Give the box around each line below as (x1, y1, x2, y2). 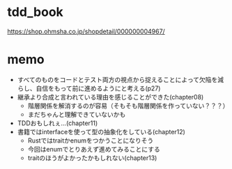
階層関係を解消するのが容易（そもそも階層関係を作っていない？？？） (27, 102, 229, 110)
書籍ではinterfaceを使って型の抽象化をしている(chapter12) (17, 127, 186, 136)
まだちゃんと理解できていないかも (27, 110, 126, 118)
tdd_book (7, 4, 64, 20)
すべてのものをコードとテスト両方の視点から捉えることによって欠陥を (17, 75, 218, 83)
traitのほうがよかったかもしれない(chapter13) (27, 154, 157, 162)
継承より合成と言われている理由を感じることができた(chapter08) (17, 92, 204, 101)
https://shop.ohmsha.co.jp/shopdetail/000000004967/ (7, 27, 165, 35)
